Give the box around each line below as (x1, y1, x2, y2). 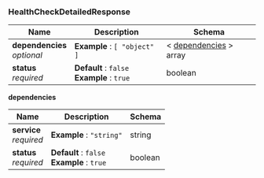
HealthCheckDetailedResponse (8, 6, 131, 17)
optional (12, 50, 43, 61)
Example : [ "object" (74, 41, 155, 52)
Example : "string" (50, 129, 123, 140)
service (12, 124, 42, 135)
